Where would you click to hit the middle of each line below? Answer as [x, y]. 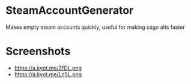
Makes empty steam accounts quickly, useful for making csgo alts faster [95, 27]
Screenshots [38, 51]
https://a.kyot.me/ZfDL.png [48, 68]
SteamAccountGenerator [70, 10]
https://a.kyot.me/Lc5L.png [48, 74]
